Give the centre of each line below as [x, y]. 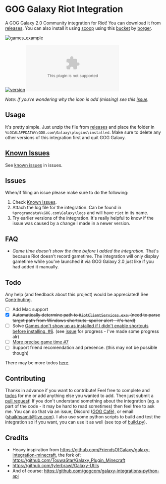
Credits [17, 438]
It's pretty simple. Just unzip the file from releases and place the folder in [80, 127]
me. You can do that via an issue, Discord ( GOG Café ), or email [69, 411]
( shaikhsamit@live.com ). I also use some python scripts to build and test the [83, 417]
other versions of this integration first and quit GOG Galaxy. [66, 137]
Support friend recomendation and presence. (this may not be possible [85, 348]
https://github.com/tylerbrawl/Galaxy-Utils [55, 465]
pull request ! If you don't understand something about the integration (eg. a [82, 401]
